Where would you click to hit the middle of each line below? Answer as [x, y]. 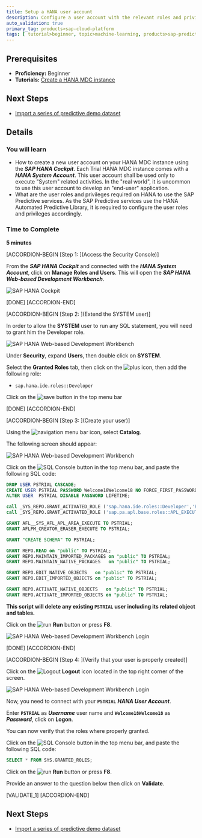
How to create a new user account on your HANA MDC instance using [102, 162]
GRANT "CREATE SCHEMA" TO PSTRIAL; [51, 540]
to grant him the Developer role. [46, 332]
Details [20, 133]
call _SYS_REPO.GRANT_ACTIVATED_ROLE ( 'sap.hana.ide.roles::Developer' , [99, 507]
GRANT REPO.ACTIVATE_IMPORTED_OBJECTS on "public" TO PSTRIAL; [87, 595]
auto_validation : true [35, 23]
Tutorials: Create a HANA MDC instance [65, 80]
